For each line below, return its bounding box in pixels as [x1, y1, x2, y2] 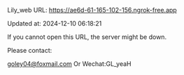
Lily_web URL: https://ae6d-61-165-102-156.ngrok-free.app [7, 6, 177, 14]
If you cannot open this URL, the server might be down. [7, 33, 167, 41]
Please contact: [7, 47, 52, 54]
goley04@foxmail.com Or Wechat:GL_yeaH [7, 60, 132, 68]
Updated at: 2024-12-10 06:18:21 [7, 19, 102, 27]
